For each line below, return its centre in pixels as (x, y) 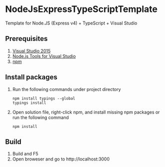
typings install (29, 103)
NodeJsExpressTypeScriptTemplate (82, 9)
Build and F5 (25, 154)
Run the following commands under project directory (67, 89)
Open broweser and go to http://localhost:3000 (61, 159)
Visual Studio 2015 (31, 50)
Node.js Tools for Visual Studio (44, 56)
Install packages (31, 77)
